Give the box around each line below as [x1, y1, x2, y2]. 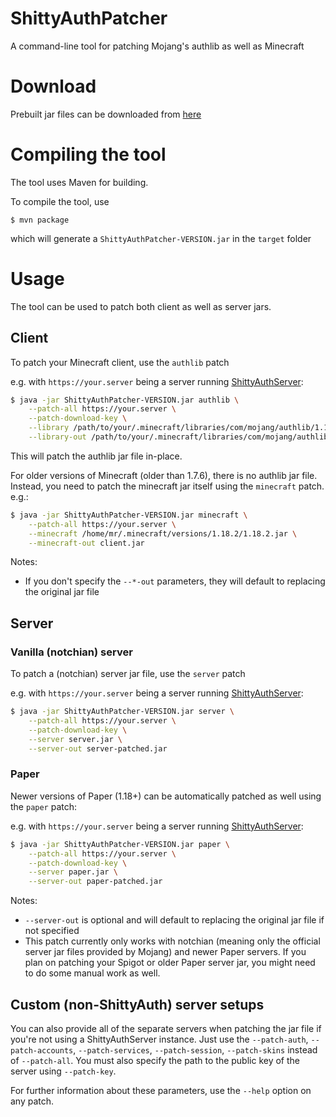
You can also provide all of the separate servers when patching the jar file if [10, 1022, 322, 1034]
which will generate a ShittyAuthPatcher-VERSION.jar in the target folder [10, 232, 312, 244]
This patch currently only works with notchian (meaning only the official [24, 935, 321, 947]
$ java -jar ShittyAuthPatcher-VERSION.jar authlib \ [10, 395, 240, 405]
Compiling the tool [10, 143, 167, 166]
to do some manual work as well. [24, 967, 161, 979]
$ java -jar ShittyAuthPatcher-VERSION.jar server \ [10, 707, 235, 717]
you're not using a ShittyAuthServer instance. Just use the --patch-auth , [10, 1033, 309, 1045]
